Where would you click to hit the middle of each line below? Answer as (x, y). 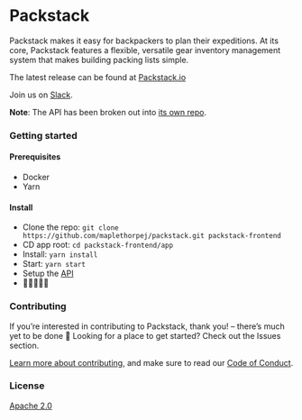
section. (24, 345)
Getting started (44, 135)
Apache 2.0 (31, 406)
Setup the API (48, 274)
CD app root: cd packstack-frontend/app (98, 245)
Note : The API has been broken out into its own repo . (108, 112)
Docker (36, 178)
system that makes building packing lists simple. (99, 59)
